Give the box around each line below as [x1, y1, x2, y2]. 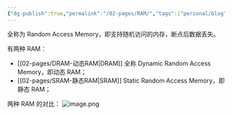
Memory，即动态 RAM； [17, 67, 87, 76]
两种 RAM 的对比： [7, 99, 61, 107]
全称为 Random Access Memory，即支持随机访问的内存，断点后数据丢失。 [7, 30, 220, 38]
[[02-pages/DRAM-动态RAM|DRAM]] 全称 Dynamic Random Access [17, 59, 211, 67]
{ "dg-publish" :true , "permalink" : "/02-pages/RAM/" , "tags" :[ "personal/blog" [7, 10, 227, 17]
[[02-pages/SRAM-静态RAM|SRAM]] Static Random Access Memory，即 [17, 76, 225, 85]
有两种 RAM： [7, 44, 47, 52]
